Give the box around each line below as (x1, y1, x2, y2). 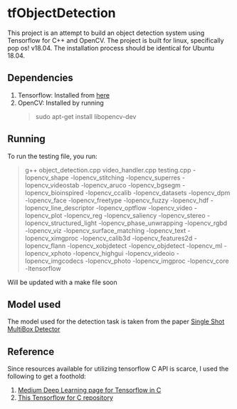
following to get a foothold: (7, 372, 87, 380)
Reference (7, 346, 55, 358)
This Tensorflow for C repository (17, 393, 114, 402)
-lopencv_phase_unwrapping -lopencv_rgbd (98, 219, 228, 227)
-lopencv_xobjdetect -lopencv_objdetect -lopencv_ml (67, 241, 223, 250)
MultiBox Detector (7, 325, 60, 333)
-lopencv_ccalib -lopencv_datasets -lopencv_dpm (85, 188, 231, 197)
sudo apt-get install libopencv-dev (35, 112, 137, 120)
